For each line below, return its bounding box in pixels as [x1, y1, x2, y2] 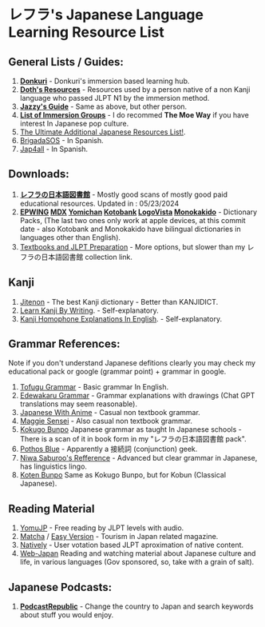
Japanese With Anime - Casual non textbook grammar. [19, 408, 201, 417]
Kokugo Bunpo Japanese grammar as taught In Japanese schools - [19, 425, 242, 434]
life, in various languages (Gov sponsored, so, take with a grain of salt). [19, 557, 255, 567]
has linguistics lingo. [19, 461, 88, 471]
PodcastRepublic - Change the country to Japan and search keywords [19, 601, 254, 611]
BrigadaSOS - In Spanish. [19, 136, 104, 145]
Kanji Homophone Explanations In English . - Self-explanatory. [19, 313, 222, 323]
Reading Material [8, 501, 95, 515]
